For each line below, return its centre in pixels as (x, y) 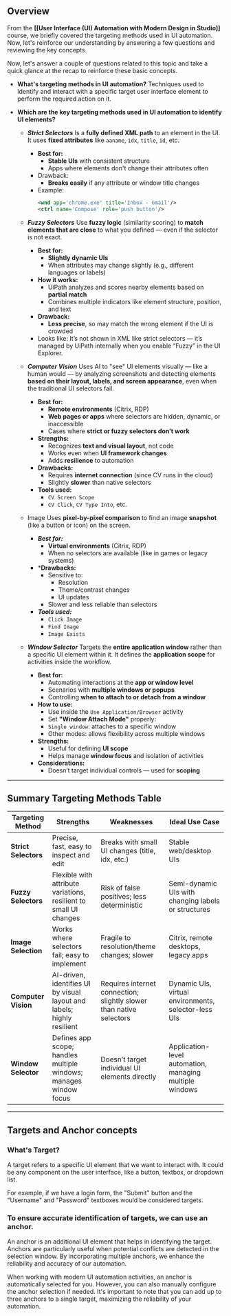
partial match (67, 294)
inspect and (71, 855)
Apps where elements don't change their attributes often (128, 168)
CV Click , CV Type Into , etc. (87, 504)
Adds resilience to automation (91, 460)
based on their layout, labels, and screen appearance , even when (122, 381)
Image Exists (67, 634)
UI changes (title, (128, 851)
